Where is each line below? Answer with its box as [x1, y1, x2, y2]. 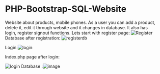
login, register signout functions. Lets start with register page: [5, 30, 130, 36]
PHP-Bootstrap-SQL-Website [5, 3, 127, 15]
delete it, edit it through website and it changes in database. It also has [5, 24, 148, 30]
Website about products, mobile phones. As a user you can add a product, [5, 19, 156, 25]
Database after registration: [5, 35, 60, 41]
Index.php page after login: [5, 54, 60, 59]
